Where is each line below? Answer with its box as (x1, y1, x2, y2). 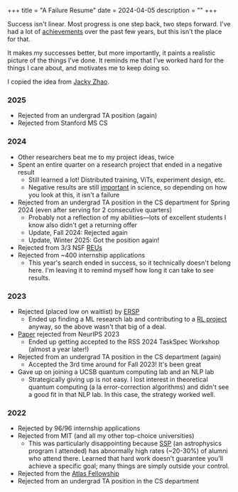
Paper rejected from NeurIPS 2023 (17, 329, 119, 338)
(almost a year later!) (28, 344, 90, 354)
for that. (7, 35, 31, 43)
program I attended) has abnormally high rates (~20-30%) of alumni (28, 447, 229, 455)
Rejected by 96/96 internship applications (17, 424, 141, 432)
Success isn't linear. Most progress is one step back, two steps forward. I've (7, 20, 231, 28)
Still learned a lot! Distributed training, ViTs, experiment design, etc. (28, 175, 226, 184)
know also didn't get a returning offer (28, 220, 137, 229)
